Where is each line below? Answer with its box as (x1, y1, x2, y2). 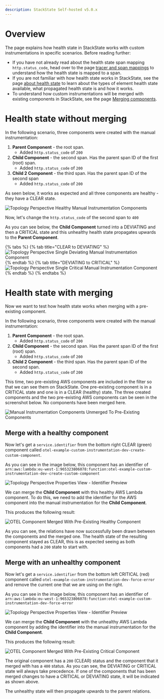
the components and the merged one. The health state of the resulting (5, 533, 147, 539)
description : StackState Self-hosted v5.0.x (5, 7, 98, 12)
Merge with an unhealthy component (5, 558, 121, 566)
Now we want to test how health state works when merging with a (5, 303, 138, 309)
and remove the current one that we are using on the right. (5, 582, 124, 587)
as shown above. (5, 679, 40, 685)
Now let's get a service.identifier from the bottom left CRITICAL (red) (5, 571, 150, 577)
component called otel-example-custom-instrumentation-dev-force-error (5, 577, 155, 583)
